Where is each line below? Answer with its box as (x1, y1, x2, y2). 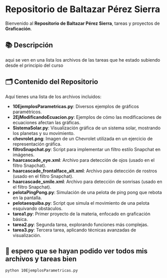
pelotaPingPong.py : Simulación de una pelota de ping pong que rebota (12, 189, 162, 195)
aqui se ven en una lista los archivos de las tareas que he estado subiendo (5, 57, 160, 63)
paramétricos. (12, 109, 42, 115)
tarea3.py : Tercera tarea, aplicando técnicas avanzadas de (12, 226, 137, 233)
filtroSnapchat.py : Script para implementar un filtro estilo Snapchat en (12, 146, 161, 152)
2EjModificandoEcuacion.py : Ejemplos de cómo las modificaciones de (12, 114, 162, 120)
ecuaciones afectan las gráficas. (12, 119, 81, 125)
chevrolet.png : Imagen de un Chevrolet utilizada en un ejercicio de (12, 135, 153, 142)
